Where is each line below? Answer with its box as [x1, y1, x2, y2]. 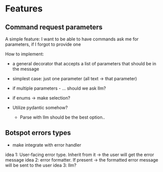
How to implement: [5, 51, 44, 57]
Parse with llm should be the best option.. [19, 114, 105, 120]
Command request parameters [5, 23, 103, 31]
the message [12, 66, 39, 72]
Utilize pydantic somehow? [12, 105, 68, 110]
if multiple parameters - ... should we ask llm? [12, 85, 106, 91]
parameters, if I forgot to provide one [5, 41, 81, 47]
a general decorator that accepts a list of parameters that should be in [12, 61, 157, 66]
